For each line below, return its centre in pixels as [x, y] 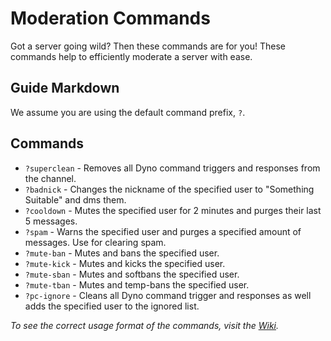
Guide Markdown [65, 88]
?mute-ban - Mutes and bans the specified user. [122, 253]
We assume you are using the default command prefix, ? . [128, 112]
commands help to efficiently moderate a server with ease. [131, 56]
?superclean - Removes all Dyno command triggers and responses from [172, 168]
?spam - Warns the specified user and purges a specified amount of [163, 231]
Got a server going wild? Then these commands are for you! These [148, 46]
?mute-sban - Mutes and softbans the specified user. [132, 274]
